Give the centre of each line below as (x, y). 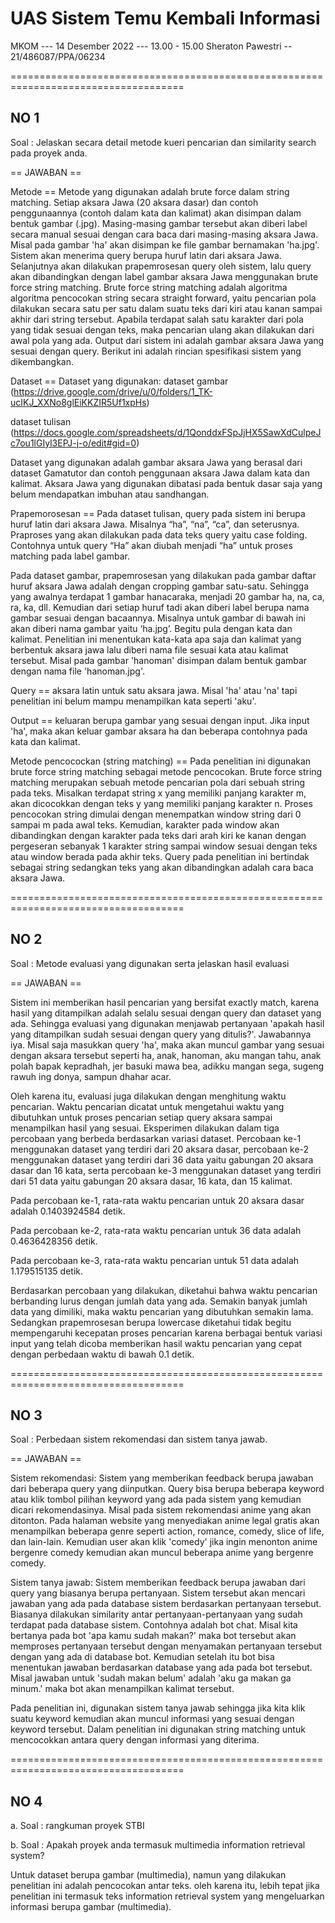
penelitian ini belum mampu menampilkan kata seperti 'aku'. (133, 701)
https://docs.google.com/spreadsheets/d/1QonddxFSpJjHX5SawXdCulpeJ (167, 432)
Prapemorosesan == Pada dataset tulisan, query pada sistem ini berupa (158, 513)
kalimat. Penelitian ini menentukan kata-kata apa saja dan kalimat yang (156, 639)
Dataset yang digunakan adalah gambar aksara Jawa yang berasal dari (156, 462)
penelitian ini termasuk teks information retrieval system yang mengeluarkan (167, 1896)
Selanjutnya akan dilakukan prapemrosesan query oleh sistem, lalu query (161, 266)
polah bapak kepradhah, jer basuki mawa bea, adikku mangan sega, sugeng (167, 1066)
